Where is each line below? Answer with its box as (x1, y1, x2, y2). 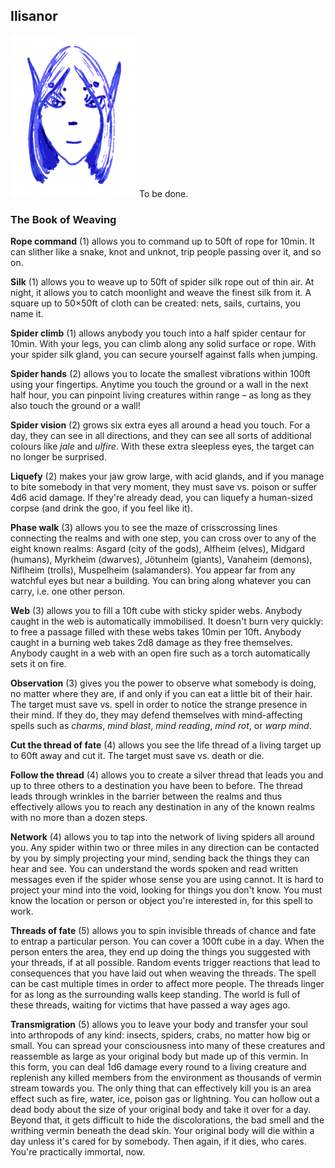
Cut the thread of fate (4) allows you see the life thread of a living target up (10, 739, 322, 751)
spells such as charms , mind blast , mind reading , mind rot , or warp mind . (10, 720, 312, 732)
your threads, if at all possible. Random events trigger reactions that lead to (10, 957, 321, 969)
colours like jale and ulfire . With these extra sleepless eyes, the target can (10, 440, 315, 453)
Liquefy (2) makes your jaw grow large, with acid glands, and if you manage (10, 470, 325, 483)
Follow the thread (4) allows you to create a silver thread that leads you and (10, 769, 324, 781)
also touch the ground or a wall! (10, 400, 141, 412)
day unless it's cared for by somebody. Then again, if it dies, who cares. (10, 1135, 307, 1148)
